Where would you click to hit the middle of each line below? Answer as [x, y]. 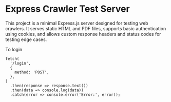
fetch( [12, 59]
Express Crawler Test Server [68, 9]
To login [14, 49]
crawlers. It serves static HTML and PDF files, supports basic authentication [86, 28]
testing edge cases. [26, 39]
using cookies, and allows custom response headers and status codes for [83, 34]
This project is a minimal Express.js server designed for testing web [77, 23]
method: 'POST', [32, 72]
